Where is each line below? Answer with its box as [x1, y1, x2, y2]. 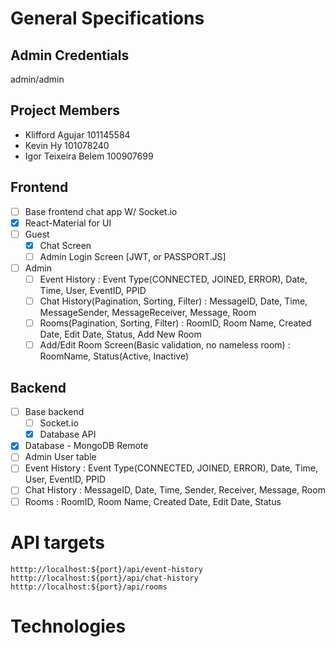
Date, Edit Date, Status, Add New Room [39, 328, 202, 341]
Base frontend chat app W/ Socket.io [24, 205, 178, 217]
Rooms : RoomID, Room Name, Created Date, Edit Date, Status [24, 495, 282, 507]
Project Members [10, 102, 121, 119]
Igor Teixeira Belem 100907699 [24, 150, 154, 162]
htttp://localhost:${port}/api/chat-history [10, 573, 199, 583]
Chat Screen [39, 239, 92, 251]
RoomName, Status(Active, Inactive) [39, 350, 190, 362]
